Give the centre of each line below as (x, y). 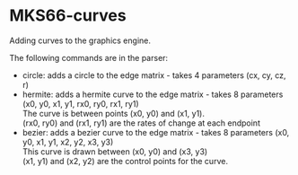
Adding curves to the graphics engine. (80, 40)
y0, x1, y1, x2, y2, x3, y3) (68, 142)
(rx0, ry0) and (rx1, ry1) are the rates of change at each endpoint (141, 123)
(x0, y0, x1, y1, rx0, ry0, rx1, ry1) (80, 103)
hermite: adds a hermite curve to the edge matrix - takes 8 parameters (153, 94)
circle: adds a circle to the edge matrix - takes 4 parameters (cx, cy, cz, (154, 75)
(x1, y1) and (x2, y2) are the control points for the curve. (125, 161)
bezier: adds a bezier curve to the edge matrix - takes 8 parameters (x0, (156, 132)
